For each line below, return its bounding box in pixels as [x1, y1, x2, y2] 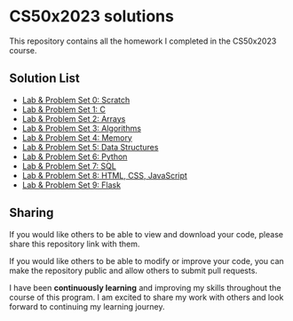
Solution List [9, 71, 80, 86]
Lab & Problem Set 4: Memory [21, 132, 133, 143]
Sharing [9, 205, 54, 221]
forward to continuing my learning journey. [9, 301, 165, 312]
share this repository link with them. [9, 238, 140, 249]
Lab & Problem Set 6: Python [21, 151, 128, 162]
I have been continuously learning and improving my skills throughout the [9, 282, 281, 293]
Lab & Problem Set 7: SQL [21, 160, 117, 171]
